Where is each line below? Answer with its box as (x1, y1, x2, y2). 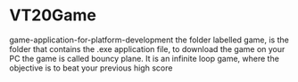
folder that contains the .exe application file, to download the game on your (9, 43, 286, 54)
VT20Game (9, 5, 96, 26)
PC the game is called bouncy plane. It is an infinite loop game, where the (9, 53, 279, 63)
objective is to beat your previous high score (9, 63, 173, 73)
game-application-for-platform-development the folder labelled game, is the (9, 34, 290, 45)
